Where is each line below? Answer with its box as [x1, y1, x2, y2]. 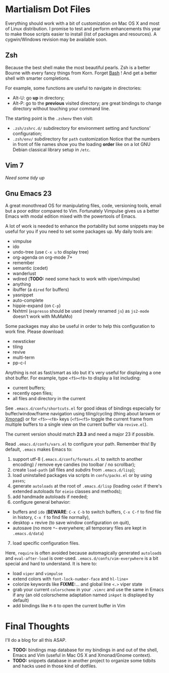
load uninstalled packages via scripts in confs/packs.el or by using [12, 472, 152, 478]
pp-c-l [12, 360, 26, 366]
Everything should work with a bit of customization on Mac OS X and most [5, 20, 160, 26]
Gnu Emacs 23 [5, 189, 52, 198]
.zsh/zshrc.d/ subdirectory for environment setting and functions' [12, 125, 151, 131]
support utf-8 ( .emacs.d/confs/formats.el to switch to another [12, 456, 143, 462]
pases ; [12, 477, 26, 484]
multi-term [12, 355, 35, 361]
